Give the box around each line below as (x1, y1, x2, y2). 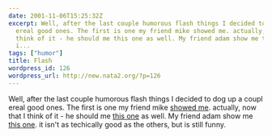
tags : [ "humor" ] (8, 49, 63, 57)
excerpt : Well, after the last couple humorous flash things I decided (8, 19, 255, 27)
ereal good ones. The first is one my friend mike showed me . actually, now (8, 102, 257, 112)
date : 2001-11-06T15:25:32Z (8, 11, 104, 20)
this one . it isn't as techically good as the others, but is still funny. (8, 119, 227, 129)
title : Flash (8, 57, 53, 65)
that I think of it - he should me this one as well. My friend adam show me (8, 110, 253, 121)
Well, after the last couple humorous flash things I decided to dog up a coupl (8, 93, 263, 103)
